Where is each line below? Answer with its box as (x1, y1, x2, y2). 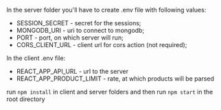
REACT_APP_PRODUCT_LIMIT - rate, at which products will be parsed (16, 74, 214, 83)
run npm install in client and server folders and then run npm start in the (6, 88, 213, 96)
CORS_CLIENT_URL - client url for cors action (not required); (16, 41, 187, 49)
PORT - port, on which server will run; (16, 33, 124, 42)
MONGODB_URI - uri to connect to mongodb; (16, 27, 145, 34)
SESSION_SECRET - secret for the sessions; (16, 19, 141, 27)
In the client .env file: (6, 54, 66, 62)
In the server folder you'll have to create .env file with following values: (6, 6, 207, 14)
